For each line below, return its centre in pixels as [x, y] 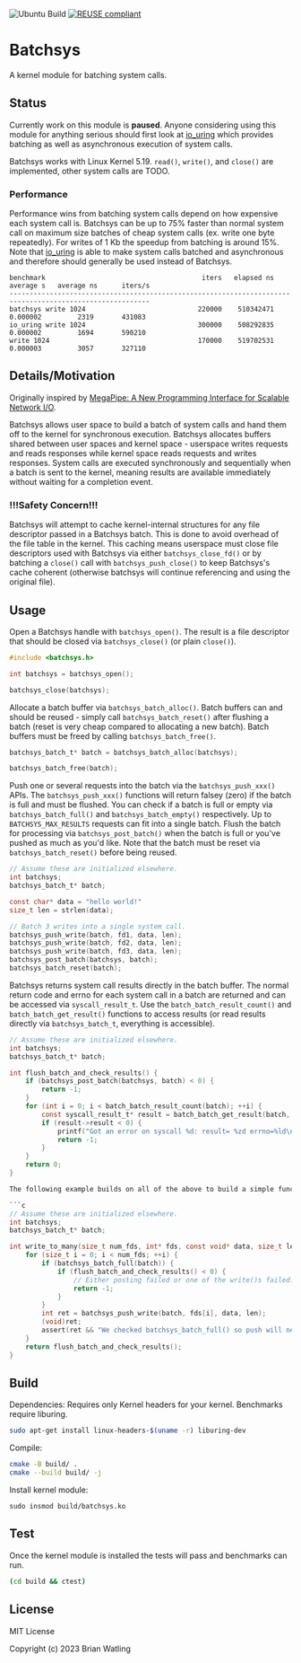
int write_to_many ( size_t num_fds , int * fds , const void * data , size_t [146, 1247]
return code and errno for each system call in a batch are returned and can [148, 994]
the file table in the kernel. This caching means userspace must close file [144, 544]
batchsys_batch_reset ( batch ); [66, 968]
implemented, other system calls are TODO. [90, 171]
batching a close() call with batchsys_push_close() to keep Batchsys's [140, 563]
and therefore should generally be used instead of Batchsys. [121, 261]
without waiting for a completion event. [82, 481]
